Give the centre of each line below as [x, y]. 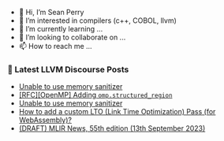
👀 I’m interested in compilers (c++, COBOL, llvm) [97, 20]
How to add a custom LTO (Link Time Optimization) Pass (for [117, 112]
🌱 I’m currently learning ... [61, 29]
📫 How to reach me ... [55, 46]
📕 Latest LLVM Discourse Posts [68, 69]
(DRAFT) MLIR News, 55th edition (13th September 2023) [112, 128]
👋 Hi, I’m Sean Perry [51, 12]
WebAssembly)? [45, 120]
